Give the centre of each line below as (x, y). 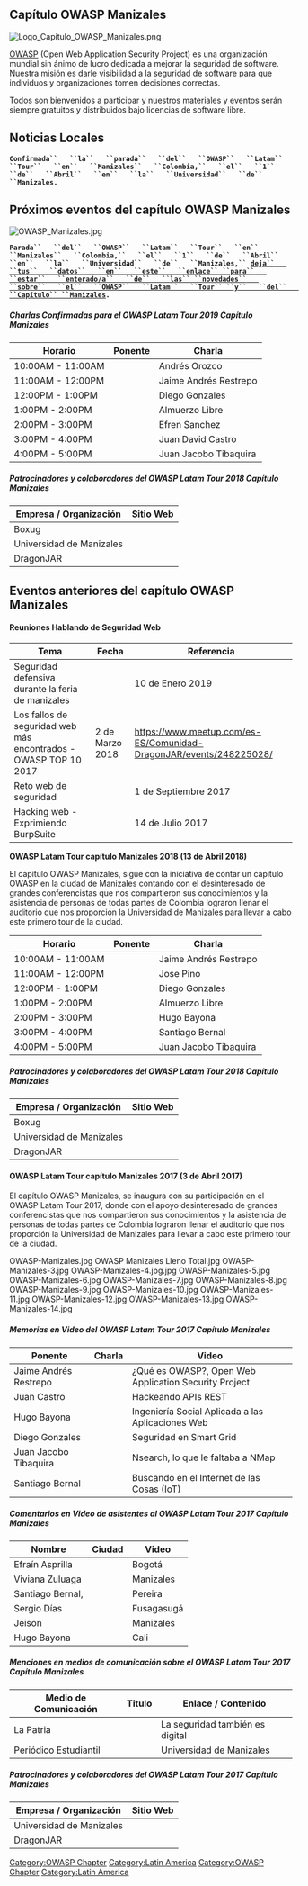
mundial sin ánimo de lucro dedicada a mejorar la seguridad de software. (145, 63)
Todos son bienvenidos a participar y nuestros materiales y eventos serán (146, 100)
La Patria (32, 1730)
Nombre (48, 1549)
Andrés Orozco (190, 366)
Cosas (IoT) (156, 1489)
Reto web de (40, 785)
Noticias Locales (57, 138)
